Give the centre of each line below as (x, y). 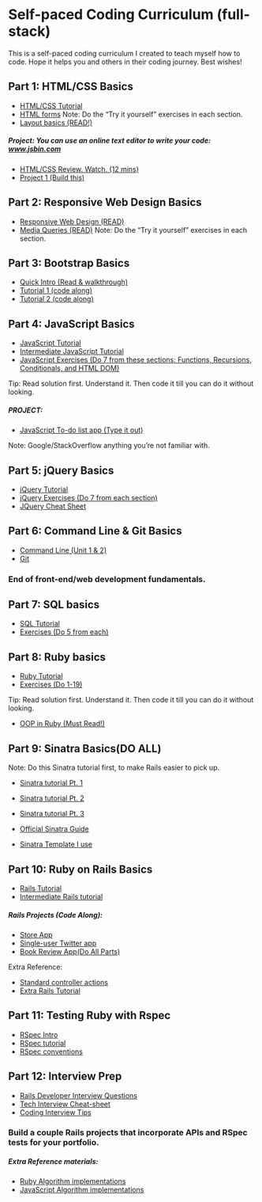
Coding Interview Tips (56, 1112)
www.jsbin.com (35, 149)
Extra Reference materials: (53, 1162)
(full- (234, 15)
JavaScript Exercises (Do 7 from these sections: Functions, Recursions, (136, 360)
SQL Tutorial (40, 624)
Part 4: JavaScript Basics (72, 323)
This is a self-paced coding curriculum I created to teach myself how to (124, 53)
